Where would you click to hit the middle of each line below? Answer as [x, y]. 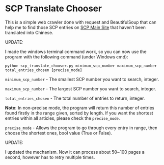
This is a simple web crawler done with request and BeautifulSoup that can [81, 22]
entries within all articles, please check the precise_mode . [63, 118]
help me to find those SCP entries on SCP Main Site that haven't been [75, 27]
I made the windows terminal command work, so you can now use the [76, 52]
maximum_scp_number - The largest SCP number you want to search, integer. [81, 88]
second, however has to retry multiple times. [50, 157]
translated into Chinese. [29, 32]
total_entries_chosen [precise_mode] [44, 70]
